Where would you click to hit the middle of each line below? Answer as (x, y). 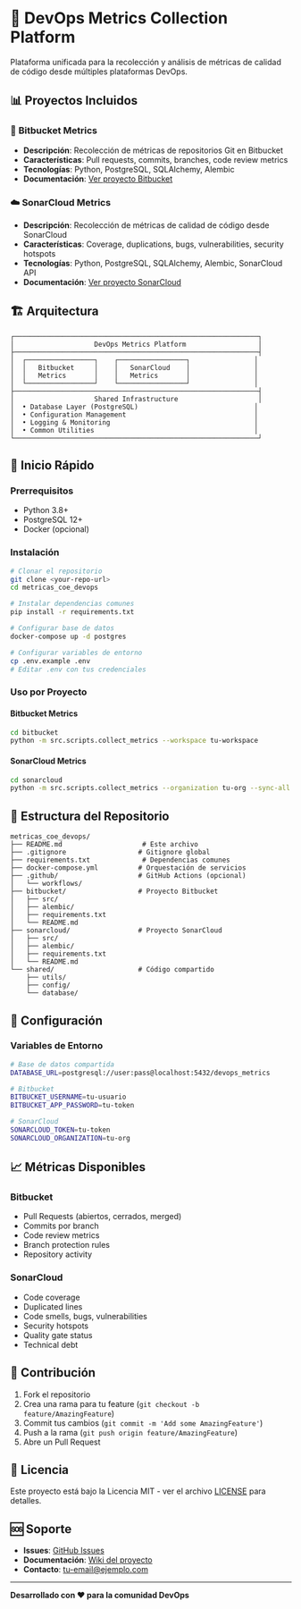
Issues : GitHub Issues (64, 1551)
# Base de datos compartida (63, 1064)
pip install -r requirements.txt (72, 612)
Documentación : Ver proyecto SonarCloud (102, 282)
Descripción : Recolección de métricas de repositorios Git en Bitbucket (153, 150)
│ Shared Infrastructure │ (136, 399)
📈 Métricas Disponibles (78, 1167)
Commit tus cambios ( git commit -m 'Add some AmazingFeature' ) (143, 1423)
